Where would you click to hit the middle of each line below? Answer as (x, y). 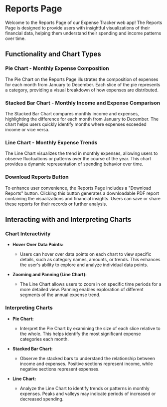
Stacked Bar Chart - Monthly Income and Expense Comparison (83, 103)
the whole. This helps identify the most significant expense (80, 334)
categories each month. (44, 339)
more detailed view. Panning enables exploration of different (82, 290)
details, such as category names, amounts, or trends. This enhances (90, 260)
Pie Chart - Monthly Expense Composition (57, 68)
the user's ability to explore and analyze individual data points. (84, 265)
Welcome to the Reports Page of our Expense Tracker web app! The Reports (84, 22)
